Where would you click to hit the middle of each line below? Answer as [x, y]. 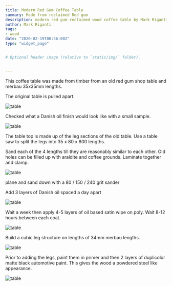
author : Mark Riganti [28, 24]
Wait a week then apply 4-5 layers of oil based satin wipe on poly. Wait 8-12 [85, 212]
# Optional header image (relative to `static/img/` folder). [73, 57]
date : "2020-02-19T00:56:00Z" [38, 39]
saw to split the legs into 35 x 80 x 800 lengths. [55, 141]
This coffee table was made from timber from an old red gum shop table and [86, 81]
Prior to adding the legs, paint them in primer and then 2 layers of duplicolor [85, 257]
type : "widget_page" [27, 44]
